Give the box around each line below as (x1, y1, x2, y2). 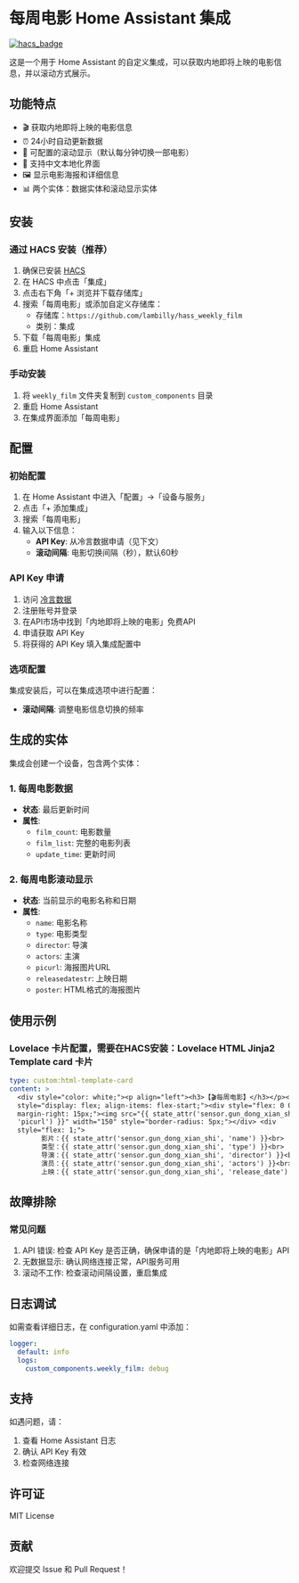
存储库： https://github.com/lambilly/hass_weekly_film (35, 309, 243, 321)
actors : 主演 (35, 951, 80, 961)
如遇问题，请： (9, 1416, 64, 1427)
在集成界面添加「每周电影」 (21, 412, 125, 423)
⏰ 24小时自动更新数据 (21, 136, 104, 146)
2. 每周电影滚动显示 (9, 873, 93, 886)
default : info (17, 1348, 69, 1356)
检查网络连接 (21, 1457, 69, 1468)
